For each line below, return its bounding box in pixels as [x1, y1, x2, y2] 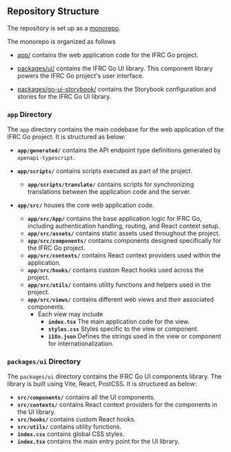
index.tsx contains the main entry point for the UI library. [17, 437, 180, 446]
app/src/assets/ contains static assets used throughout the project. [27, 229, 221, 237]
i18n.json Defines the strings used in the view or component [48, 332, 222, 341]
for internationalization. [48, 339, 114, 348]
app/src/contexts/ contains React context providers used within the [27, 251, 221, 260]
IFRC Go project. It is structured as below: [7, 133, 126, 141]
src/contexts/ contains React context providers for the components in [17, 401, 218, 409]
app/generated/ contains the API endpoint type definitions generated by [17, 146, 221, 154]
